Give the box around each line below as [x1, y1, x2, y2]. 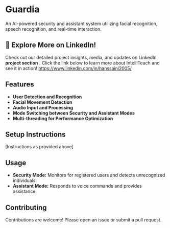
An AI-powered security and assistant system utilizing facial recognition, [5, 20, 158, 27]
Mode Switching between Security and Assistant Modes [12, 110, 135, 116]
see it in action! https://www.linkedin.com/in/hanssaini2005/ [5, 65, 132, 71]
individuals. [12, 177, 37, 184]
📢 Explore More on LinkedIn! [5, 41, 96, 50]
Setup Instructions [5, 130, 66, 139]
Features [5, 80, 34, 89]
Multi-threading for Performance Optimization [12, 115, 113, 121]
